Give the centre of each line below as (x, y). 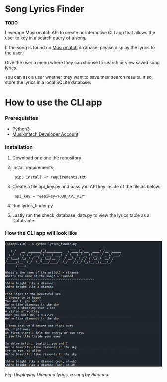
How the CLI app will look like (41, 233)
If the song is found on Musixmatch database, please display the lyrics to (80, 47)
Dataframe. (24, 220)
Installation (19, 147)
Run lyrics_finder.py (33, 205)
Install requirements (33, 167)
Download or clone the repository (46, 158)
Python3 (21, 129)
